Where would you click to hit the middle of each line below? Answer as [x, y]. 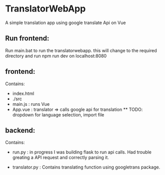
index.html [23, 93]
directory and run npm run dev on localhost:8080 [56, 56]
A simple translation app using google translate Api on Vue [65, 23]
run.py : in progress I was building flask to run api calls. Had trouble [82, 152]
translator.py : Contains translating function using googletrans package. [86, 167]
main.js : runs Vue [31, 104]
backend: [20, 130]
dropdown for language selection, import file [58, 115]
